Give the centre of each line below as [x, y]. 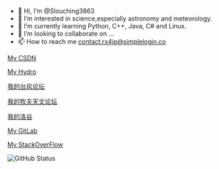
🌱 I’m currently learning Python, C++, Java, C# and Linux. [102, 26]
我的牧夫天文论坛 [32, 102]
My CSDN [22, 58]
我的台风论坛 [26, 86]
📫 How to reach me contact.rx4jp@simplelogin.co [92, 42]
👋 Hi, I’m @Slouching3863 [56, 11]
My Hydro [22, 72]
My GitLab [22, 131]
